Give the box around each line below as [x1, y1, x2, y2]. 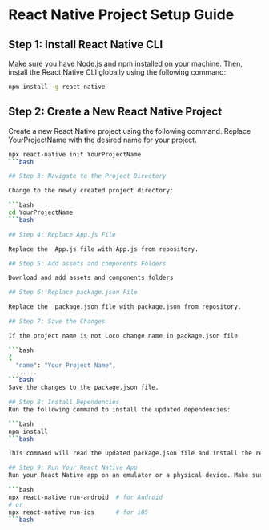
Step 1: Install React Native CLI [8, 38, 163, 51]
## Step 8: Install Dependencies [8, 399, 120, 407]
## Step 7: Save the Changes [8, 318, 106, 326]
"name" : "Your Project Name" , [15, 361, 116, 370]
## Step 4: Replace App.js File [8, 230, 116, 238]
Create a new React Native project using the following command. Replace [8, 126, 251, 136]
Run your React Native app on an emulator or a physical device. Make [8, 471, 249, 479]
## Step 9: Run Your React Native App [8, 463, 138, 472]
